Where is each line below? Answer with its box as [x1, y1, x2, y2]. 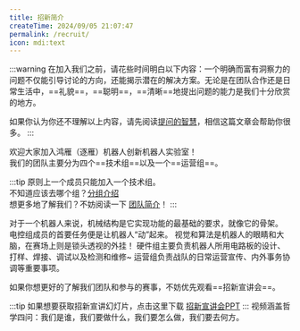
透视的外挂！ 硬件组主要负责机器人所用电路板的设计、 [87, 241, 286, 251]
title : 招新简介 [9, 13, 64, 22]
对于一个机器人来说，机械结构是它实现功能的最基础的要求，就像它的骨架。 [9, 218, 283, 229]
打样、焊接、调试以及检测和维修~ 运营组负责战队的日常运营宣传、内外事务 [9, 251, 283, 262]
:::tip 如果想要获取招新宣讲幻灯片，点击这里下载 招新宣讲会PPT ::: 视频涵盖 [9, 301, 283, 311]
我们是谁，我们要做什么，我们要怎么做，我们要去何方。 [39, 312, 244, 323]
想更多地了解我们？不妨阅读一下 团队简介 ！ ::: [9, 199, 177, 210]
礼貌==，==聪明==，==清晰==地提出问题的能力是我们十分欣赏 [58, 86, 291, 97]
